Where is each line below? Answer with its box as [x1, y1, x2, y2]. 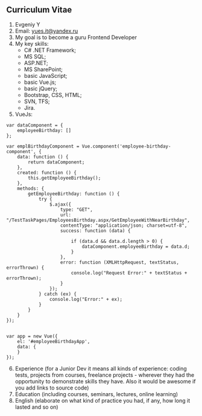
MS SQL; [24, 52, 46, 60]
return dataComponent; [28, 159, 85, 165]
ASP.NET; [24, 59, 48, 66]
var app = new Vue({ [6, 333, 58, 339]
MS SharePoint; [24, 66, 63, 73]
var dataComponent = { [6, 122, 63, 128]
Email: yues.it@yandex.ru [14, 27, 78, 34]
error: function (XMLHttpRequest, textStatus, [60, 259, 180, 265]
